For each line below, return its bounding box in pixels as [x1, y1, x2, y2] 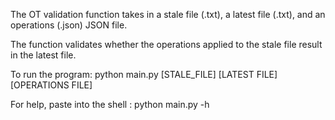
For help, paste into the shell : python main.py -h [10, 99, 210, 110]
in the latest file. [10, 49, 77, 61]
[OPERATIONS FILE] [10, 79, 93, 91]
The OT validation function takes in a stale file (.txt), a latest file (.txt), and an [10, 9, 326, 20]
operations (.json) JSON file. [10, 19, 128, 31]
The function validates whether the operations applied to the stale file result [10, 39, 323, 50]
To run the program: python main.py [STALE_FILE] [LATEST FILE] [10, 69, 278, 80]
